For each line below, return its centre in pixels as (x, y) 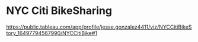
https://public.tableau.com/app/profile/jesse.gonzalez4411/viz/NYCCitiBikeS (99, 27)
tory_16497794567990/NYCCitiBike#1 (52, 33)
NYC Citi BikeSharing (59, 11)
